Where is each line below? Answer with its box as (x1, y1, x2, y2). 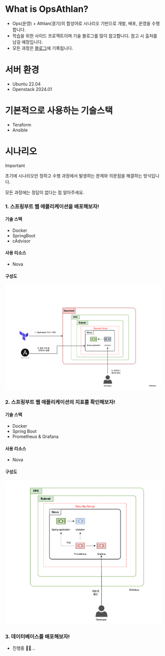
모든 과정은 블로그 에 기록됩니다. (12, 45, 73, 51)
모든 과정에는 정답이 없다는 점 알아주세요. (5, 189, 84, 195)
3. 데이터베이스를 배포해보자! (5, 633, 70, 640)
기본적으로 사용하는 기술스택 (5, 105, 113, 117)
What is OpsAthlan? (5, 3, 89, 15)
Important (5, 162, 25, 169)
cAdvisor (12, 238, 31, 244)
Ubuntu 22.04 (12, 81, 41, 87)
